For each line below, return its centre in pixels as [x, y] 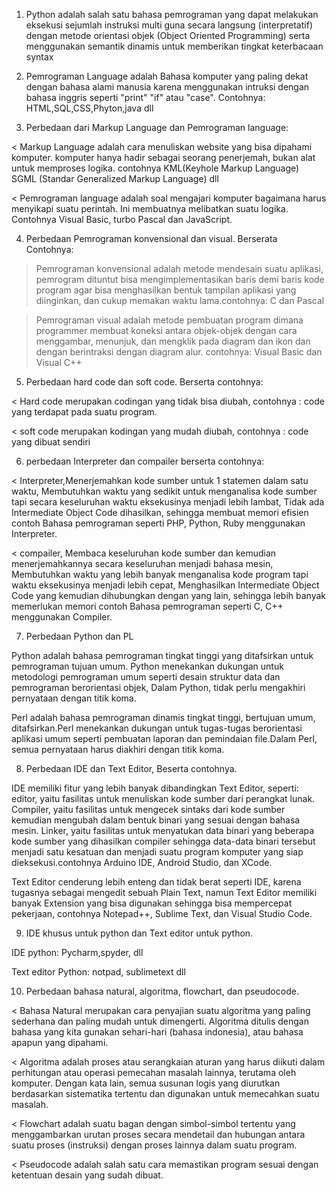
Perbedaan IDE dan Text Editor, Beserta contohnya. [131, 768]
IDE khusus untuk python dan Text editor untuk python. [139, 933]
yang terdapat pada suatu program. [84, 412]
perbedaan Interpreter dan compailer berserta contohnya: [145, 461]
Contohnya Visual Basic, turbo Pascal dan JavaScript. [122, 219]
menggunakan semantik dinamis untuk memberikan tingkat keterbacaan [174, 46]
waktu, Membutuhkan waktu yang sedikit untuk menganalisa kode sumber [164, 491]
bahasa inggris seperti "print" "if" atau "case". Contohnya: [145, 97]
